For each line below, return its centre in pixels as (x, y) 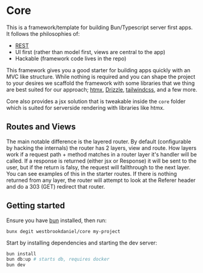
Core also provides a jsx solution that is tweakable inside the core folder (96, 101)
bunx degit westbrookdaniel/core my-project (63, 231)
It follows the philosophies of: (43, 33)
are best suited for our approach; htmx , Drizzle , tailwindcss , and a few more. (102, 89)
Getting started (36, 206)
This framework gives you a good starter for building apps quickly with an (98, 70)
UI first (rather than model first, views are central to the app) (90, 52)
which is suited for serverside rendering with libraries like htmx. (85, 107)
